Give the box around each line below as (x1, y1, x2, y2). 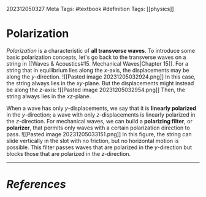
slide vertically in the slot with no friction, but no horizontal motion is (6, 137, 179, 144)
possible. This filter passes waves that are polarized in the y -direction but (6, 144, 192, 151)
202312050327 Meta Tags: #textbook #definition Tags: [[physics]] (6, 6, 174, 12)
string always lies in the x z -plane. (6, 92, 91, 100)
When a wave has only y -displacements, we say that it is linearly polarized (6, 104, 196, 112)
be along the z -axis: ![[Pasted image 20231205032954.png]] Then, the (6, 86, 186, 93)
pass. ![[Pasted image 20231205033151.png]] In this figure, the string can (6, 130, 192, 137)
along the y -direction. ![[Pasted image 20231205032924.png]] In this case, (6, 73, 196, 80)
